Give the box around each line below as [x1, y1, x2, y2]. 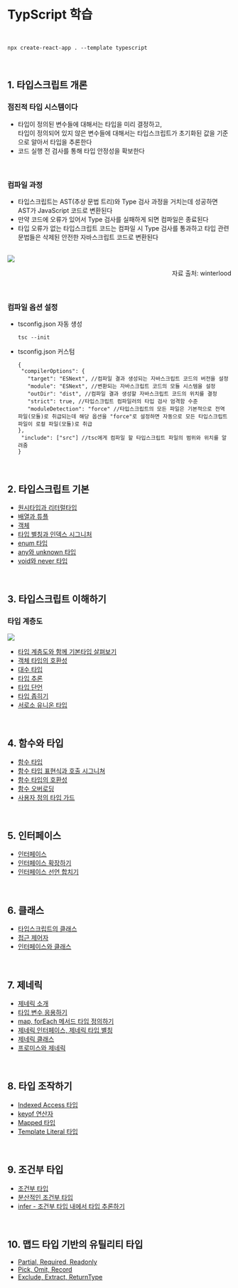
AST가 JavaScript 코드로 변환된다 [17, 206, 113, 214]
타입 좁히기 [17, 692, 49, 700]
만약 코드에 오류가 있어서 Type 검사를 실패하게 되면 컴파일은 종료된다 [17, 215, 209, 223]
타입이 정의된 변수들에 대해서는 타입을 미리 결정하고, [17, 120, 162, 128]
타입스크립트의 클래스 [17, 924, 77, 933]
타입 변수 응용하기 [17, 1008, 67, 1016]
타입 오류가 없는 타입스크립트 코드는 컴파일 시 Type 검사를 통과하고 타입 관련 [17, 223, 229, 232]
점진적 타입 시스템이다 [7, 102, 78, 112]
